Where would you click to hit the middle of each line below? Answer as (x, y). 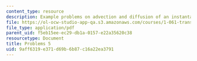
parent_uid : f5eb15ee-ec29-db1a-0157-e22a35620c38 (69, 33)
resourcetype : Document (35, 38)
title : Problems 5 (28, 44)
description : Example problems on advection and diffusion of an (87, 17)
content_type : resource (35, 11)
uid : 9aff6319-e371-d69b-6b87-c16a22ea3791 (60, 49)
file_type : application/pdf (40, 28)
